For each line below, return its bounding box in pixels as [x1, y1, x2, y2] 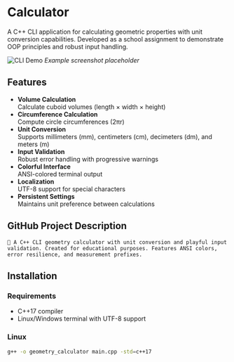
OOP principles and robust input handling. [7, 42, 128, 51]
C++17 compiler [17, 307, 64, 316]
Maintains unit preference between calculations [17, 200, 156, 208]
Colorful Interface [17, 162, 71, 171]
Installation [7, 270, 57, 282]
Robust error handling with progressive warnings [17, 155, 159, 163]
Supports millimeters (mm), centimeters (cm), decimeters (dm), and [17, 132, 212, 141]
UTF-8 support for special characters [17, 184, 126, 193]
